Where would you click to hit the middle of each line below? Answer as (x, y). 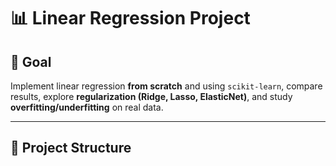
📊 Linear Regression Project (130, 18)
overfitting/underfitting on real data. (87, 107)
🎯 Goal (31, 61)
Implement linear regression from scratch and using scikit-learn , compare (166, 86)
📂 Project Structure (71, 148)
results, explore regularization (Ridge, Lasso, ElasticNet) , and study (151, 96)
